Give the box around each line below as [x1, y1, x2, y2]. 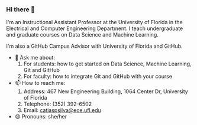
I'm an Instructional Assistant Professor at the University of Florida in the [6, 19, 183, 26]
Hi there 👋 [6, 5, 35, 14]
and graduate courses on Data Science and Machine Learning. [6, 31, 159, 38]
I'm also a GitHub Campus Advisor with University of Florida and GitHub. [6, 42, 183, 50]
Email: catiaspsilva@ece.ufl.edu [23, 107, 102, 114]
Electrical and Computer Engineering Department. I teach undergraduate [6, 25, 183, 32]
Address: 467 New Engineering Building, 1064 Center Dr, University [23, 88, 188, 95]
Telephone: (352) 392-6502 [23, 100, 92, 108]
